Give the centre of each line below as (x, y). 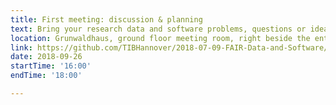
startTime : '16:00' (51, 66)
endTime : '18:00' (46, 76)
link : (21, 47)
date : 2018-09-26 (46, 57)
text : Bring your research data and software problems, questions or (158, 29)
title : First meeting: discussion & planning (106, 19)
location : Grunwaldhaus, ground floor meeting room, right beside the (160, 38)
